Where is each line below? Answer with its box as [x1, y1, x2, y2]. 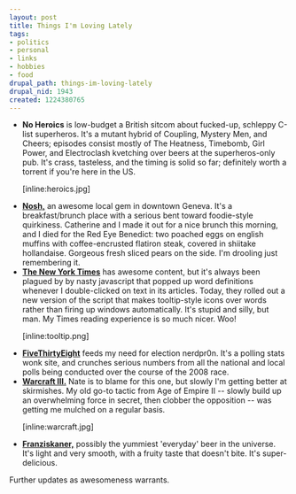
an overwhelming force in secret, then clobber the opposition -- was [21, 395, 272, 405]
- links [9, 54, 38, 63]
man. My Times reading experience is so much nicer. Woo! [21, 313, 237, 324]
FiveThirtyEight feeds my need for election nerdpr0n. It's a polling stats [21, 348, 285, 359]
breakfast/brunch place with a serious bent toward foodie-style [21, 210, 254, 221]
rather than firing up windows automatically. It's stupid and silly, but [21, 305, 269, 315]
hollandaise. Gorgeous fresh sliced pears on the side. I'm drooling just [21, 248, 278, 259]
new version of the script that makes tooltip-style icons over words [21, 295, 268, 305]
